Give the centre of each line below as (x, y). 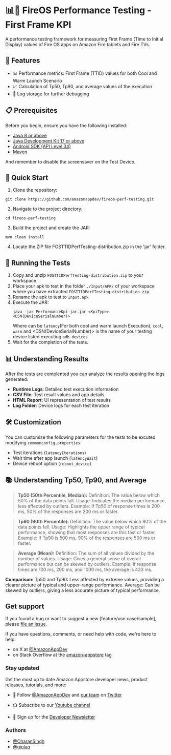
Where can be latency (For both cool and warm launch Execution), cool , (88, 326)
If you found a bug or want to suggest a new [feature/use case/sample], (81, 619)
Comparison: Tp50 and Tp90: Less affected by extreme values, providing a (85, 579)
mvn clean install (25, 237)
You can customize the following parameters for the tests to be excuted (80, 437)
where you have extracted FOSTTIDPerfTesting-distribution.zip (81, 292)
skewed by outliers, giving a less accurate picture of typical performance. (83, 590)
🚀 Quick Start (27, 178)
